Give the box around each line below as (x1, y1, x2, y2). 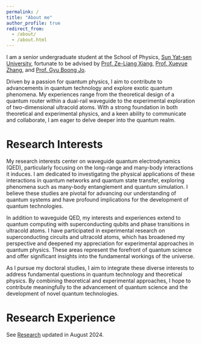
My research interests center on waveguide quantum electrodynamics (6, 158, 181, 165)
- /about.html (11, 37, 47, 43)
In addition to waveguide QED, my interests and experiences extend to (6, 214, 181, 221)
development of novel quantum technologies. (6, 290, 119, 297)
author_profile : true (6, 20, 61, 26)
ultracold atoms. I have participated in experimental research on (6, 227, 165, 234)
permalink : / (6, 8, 39, 15)
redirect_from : (6, 25, 45, 32)
